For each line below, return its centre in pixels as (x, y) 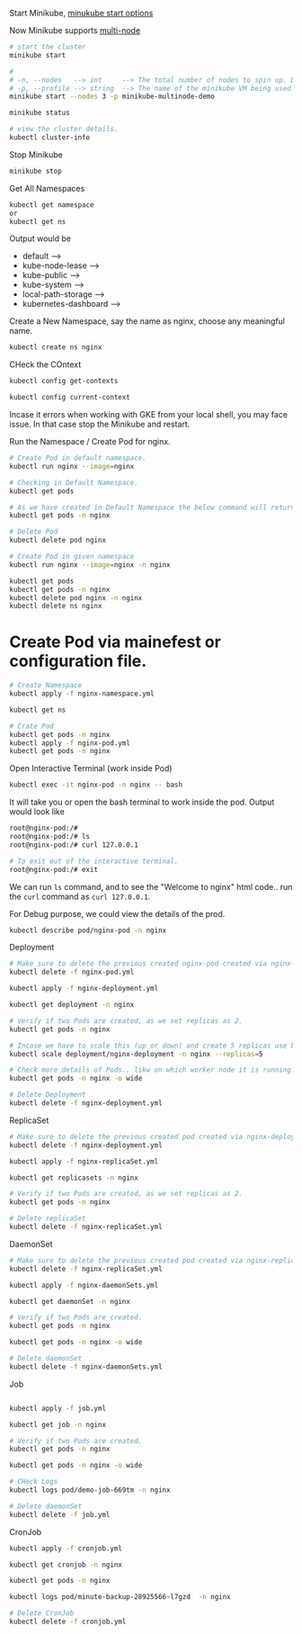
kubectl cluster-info (50, 138)
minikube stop (36, 171)
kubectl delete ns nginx (56, 606)
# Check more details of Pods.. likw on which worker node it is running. (152, 1070)
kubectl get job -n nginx (58, 1424)
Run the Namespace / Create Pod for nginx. (90, 441)
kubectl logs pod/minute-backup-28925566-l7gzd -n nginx (120, 1597)
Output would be (40, 238)
